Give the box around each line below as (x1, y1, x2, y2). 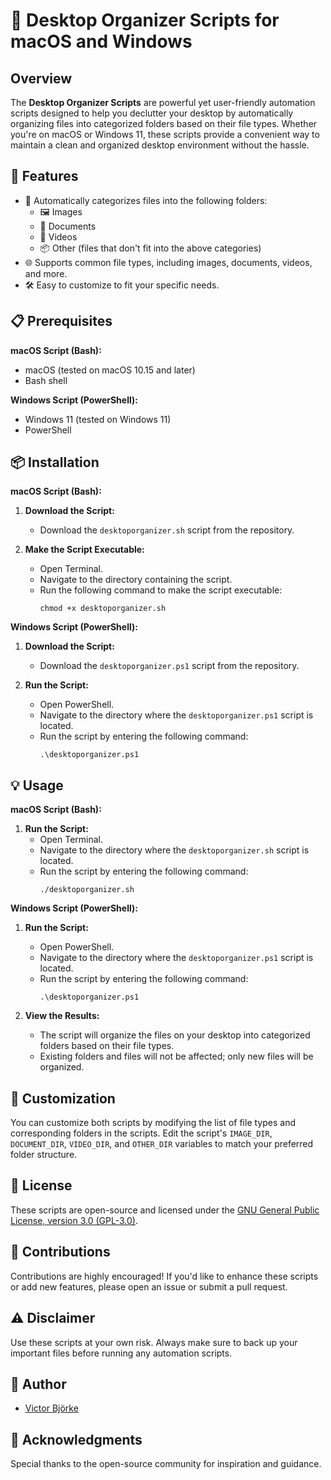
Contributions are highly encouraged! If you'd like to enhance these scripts (10, 1270, 319, 1282)
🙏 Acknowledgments (10, 1431, 143, 1448)
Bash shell (24, 374, 68, 386)
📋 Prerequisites (10, 313, 113, 330)
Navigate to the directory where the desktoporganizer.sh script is (39, 844, 310, 856)
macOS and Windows (10, 30, 193, 53)
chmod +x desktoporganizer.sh (39, 604, 167, 614)
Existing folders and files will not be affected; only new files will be (39, 1050, 314, 1063)
